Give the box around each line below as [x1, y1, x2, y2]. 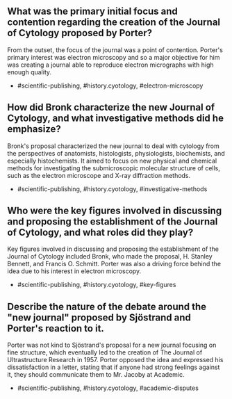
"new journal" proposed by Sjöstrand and [7, 311, 191, 323]
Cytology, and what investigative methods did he [7, 113, 224, 124]
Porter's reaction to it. [7, 323, 104, 334]
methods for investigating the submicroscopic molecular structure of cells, [7, 163, 221, 172]
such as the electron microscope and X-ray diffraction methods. [7, 171, 191, 179]
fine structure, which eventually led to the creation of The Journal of [7, 348, 203, 357]
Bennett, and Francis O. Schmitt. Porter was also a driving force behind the [7, 260, 221, 268]
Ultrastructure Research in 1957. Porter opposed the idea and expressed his [7, 356, 224, 364]
